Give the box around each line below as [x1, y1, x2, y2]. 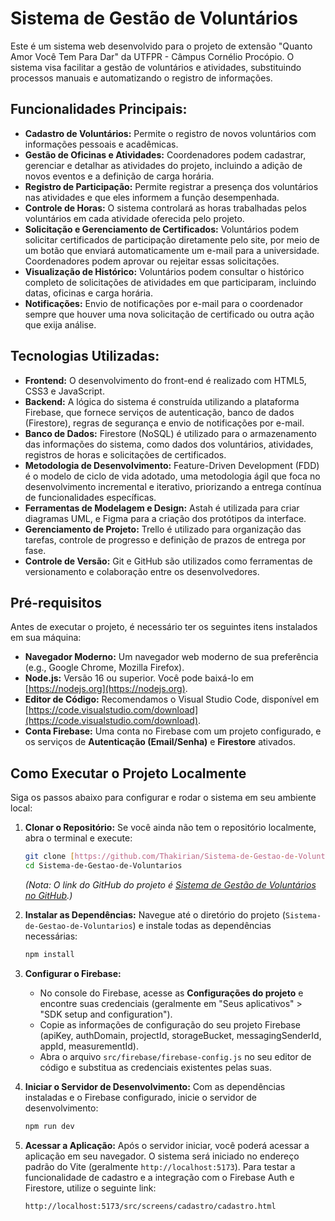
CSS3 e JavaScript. [24, 385, 105, 397]
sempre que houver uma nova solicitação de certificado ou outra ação [24, 308, 315, 320]
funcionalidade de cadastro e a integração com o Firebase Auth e [24, 1171, 295, 1183]
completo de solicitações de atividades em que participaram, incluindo [24, 276, 317, 288]
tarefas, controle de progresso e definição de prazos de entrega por [24, 533, 306, 546]
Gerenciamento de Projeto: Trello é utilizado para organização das [24, 523, 302, 535]
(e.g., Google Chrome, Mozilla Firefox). [24, 662, 185, 674]
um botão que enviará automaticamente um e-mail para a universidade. [24, 244, 320, 256]
